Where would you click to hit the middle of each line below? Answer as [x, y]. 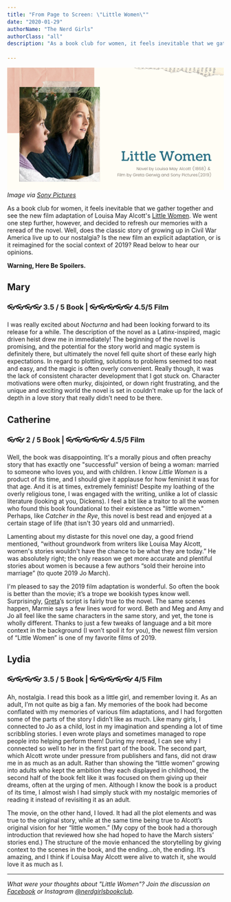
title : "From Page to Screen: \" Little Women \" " [78, 14]
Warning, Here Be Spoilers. [46, 265]
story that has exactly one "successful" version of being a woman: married [113, 464]
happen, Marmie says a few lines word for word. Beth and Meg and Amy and [115, 608]
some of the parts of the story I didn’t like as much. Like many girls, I [104, 719]
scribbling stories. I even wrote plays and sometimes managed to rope [107, 733]
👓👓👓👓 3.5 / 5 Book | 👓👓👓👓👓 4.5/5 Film [88, 307]
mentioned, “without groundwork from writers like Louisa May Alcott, [105, 544]
